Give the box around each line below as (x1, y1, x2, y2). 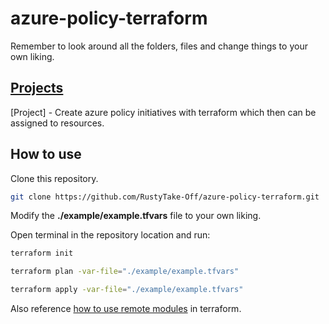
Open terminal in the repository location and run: (10, 229, 211, 241)
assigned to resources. (10, 117, 105, 129)
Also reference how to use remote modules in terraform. (10, 303, 242, 315)
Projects (10, 80, 64, 97)
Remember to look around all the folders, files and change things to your (10, 40, 308, 52)
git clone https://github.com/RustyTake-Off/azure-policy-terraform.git (10, 192, 320, 202)
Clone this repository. (10, 172, 99, 184)
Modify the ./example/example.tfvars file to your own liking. (10, 210, 262, 222)
